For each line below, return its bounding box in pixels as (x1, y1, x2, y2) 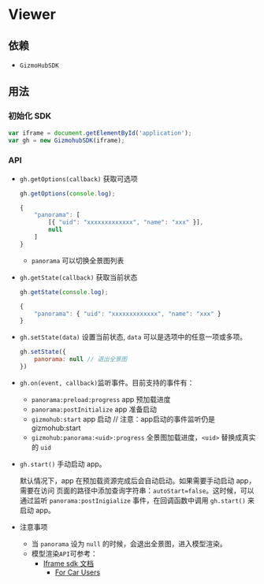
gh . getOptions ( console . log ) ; (19, 189, 116, 198)
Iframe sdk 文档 (43, 558, 95, 568)
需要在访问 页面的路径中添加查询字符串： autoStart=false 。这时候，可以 (19, 485, 255, 495)
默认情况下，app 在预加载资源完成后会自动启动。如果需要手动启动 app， (19, 475, 256, 485)
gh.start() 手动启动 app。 (19, 459, 106, 468)
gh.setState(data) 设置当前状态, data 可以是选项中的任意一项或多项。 (19, 333, 247, 342)
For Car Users (54, 567, 101, 577)
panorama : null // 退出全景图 (34, 355, 128, 363)
